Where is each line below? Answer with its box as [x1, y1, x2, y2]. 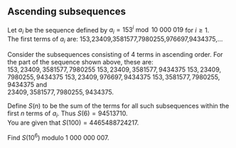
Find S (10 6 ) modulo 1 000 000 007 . [7, 132, 109, 142]
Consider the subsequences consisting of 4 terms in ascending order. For [7, 50, 223, 59]
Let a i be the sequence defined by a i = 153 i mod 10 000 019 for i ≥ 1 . [7, 24, 210, 36]
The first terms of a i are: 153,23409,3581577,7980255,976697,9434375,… [7, 35, 223, 45]
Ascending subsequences [7, 6, 127, 18]
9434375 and [7, 81, 48, 89]
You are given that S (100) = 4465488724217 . [7, 118, 139, 127]
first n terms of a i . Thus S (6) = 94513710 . [7, 109, 128, 119]
